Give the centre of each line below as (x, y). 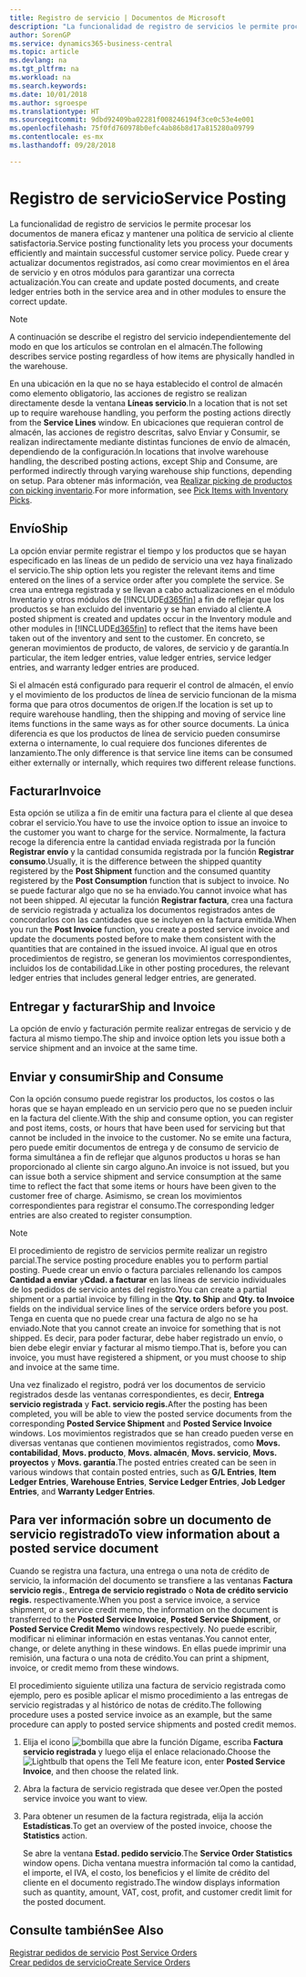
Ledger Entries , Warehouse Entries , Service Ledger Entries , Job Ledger (148, 1481)
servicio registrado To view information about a (145, 1535)
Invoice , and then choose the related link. (101, 1771)
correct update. (39, 301)
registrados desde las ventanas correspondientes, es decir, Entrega (137, 1394)
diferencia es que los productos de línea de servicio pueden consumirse (145, 733)
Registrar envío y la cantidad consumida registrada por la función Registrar (152, 852)
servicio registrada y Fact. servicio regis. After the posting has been (138, 1404)
